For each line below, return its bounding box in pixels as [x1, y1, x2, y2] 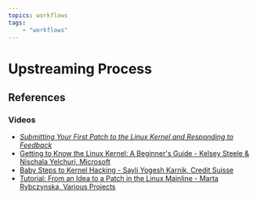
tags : [8, 19, 26, 27]
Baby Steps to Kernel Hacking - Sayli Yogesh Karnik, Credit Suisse [19, 165, 234, 175]
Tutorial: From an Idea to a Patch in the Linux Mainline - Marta [19, 174, 219, 183]
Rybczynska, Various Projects [19, 182, 116, 192]
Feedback [19, 140, 52, 150]
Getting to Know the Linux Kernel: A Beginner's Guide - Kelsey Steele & [19, 149, 249, 158]
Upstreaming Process [8, 60, 153, 78]
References [8, 91, 66, 104]
